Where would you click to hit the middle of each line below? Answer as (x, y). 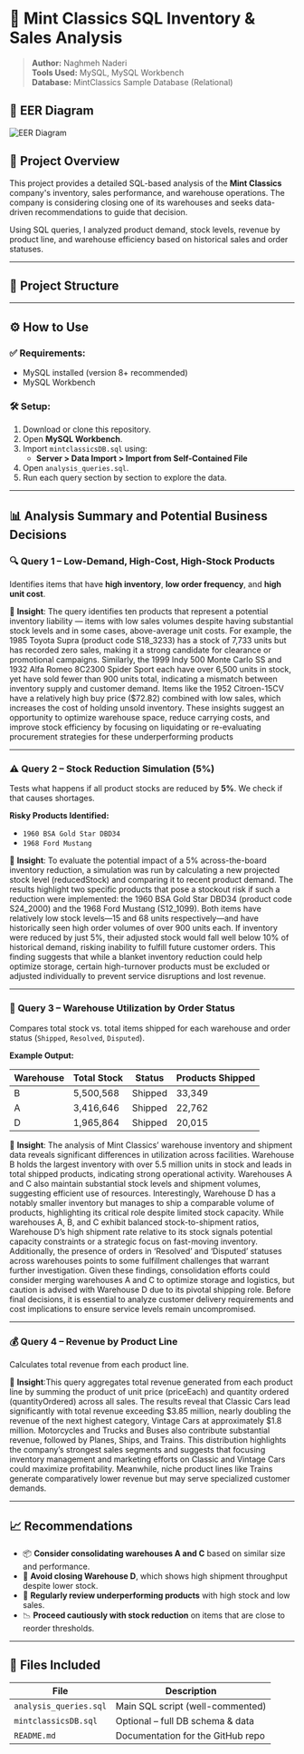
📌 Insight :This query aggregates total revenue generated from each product (152, 1382)
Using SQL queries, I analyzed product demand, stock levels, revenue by (145, 230)
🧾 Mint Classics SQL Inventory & (133, 19)
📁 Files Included (55, 1666)
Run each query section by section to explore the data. (125, 478)
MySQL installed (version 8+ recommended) (105, 373)
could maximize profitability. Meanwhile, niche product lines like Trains (141, 1468)
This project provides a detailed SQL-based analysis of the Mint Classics (146, 183)
